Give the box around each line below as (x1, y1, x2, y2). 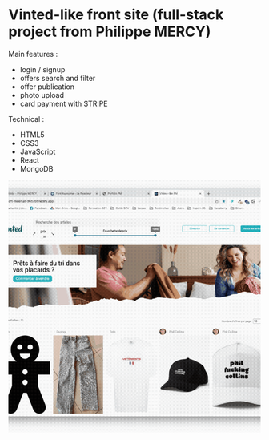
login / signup (19, 64, 66, 74)
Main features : (8, 49, 58, 59)
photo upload (19, 90, 65, 99)
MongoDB (19, 163, 54, 173)
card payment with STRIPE (19, 99, 108, 108)
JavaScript (19, 147, 56, 156)
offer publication (19, 82, 74, 91)
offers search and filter (19, 73, 96, 83)
